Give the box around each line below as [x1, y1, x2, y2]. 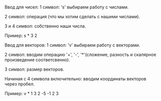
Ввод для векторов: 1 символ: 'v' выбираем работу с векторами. [4, 42, 140, 48]
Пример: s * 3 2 [4, 33, 38, 38]
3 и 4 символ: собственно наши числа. [4, 23, 86, 29]
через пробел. [4, 81, 35, 87]
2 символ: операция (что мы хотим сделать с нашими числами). [4, 14, 140, 19]
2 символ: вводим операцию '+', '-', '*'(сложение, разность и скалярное [4, 51, 157, 57]
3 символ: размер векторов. [4, 66, 65, 72]
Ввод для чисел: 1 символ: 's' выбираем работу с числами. [4, 4, 129, 10]
